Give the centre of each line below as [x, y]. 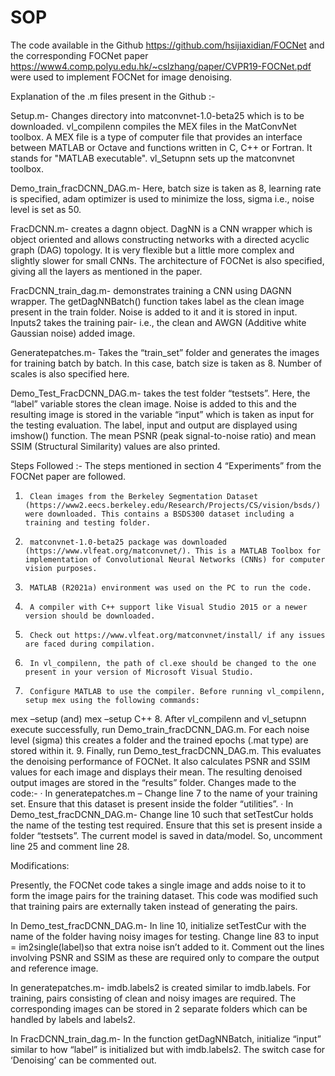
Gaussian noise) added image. [73, 333]
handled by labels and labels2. [73, 1019]
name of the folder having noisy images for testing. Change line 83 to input [165, 936]
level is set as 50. [46, 209]
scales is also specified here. [70, 373]
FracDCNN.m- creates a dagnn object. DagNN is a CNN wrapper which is [161, 228]
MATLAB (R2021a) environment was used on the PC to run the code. [170, 587]
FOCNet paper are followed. [68, 476]
